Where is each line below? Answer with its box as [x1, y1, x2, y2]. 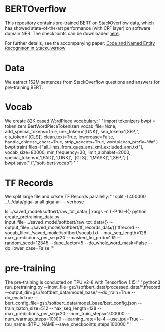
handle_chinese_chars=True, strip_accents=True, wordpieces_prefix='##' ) [5, 139, 158, 144]
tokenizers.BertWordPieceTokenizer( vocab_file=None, [5, 123, 117, 129]
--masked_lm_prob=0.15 [66, 235, 116, 240]
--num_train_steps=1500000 [66, 310, 125, 316]
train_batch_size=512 [5, 305, 49, 311]
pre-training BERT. [5, 84, 43, 90]
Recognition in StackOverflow [5, 45, 66, 51]
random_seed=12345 [5, 240, 49, 246]
